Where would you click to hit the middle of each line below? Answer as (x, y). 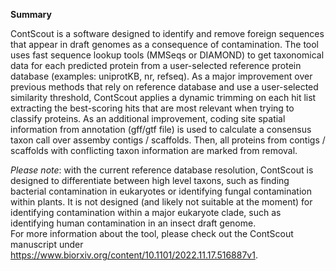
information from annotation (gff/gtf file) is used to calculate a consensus (161, 129)
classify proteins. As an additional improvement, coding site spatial (148, 118)
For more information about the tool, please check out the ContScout (152, 233)
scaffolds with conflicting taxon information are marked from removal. (154, 150)
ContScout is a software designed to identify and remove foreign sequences (167, 33)
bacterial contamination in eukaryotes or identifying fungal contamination (161, 191)
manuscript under (47, 244)
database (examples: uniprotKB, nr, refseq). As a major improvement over (161, 76)
